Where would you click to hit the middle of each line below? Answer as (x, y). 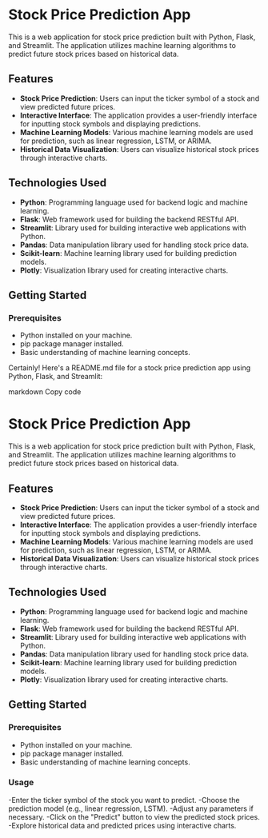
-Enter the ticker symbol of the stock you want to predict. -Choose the (124, 800)
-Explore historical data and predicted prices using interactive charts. (122, 825)
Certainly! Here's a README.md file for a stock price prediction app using (129, 368)
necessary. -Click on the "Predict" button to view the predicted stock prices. (134, 816)
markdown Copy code (45, 392)
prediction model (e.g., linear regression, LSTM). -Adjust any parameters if (131, 808)
